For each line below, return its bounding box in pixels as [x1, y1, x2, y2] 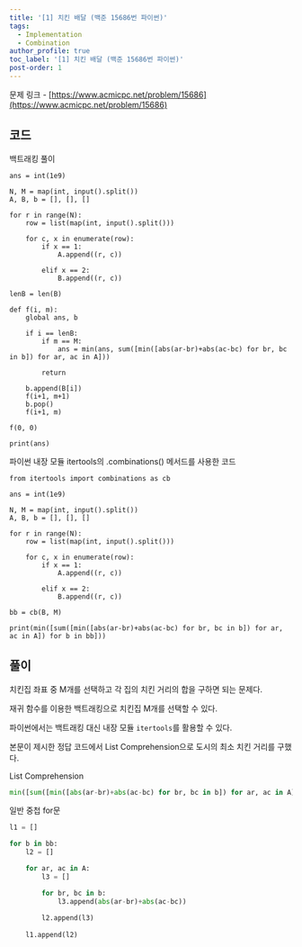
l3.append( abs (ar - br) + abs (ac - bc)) [57, 897, 187, 906]
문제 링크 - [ [9, 89, 52, 100]
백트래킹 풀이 [9, 153, 56, 164]
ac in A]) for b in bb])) [9, 631, 106, 640]
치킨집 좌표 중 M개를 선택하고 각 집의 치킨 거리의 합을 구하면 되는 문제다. [9, 683, 263, 694]
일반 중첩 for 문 [9, 805, 61, 816]
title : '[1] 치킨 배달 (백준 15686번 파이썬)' [9, 13, 168, 23]
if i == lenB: [25, 329, 78, 338]
